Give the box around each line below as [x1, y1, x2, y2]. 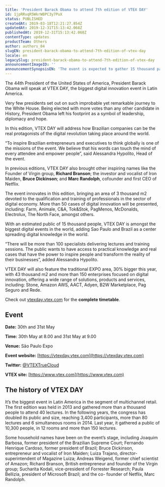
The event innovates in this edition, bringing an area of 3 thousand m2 [5, 190, 147, 196]
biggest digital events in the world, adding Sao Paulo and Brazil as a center [5, 226, 157, 232]
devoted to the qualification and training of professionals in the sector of [5, 196, 151, 202]
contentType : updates [5, 35, 50, 40]
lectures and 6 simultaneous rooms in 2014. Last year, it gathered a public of [5, 420, 160, 426]
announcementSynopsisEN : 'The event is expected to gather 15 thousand [5, 67, 155, 72]
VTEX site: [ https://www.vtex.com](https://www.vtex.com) [5, 371, 124, 377]
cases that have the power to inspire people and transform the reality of [5, 251, 151, 257]
